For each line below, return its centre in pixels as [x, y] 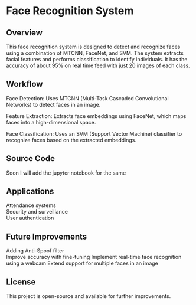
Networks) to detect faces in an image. [53, 104]
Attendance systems [31, 205]
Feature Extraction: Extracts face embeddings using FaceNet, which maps [96, 116]
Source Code [30, 158]
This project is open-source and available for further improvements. [89, 296]
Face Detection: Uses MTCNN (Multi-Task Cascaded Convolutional [88, 98]
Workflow [24, 84]
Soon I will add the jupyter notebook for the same [66, 173]
